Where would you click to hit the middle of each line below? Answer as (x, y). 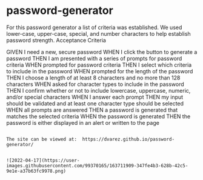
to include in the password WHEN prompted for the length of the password (100, 71)
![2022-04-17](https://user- (43, 160)
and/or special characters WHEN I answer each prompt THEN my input (95, 97)
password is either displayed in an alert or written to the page (83, 122)
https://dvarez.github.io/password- (128, 139)
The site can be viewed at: (42, 139)
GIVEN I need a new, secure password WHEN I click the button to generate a (102, 52)
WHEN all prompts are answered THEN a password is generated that (92, 110)
